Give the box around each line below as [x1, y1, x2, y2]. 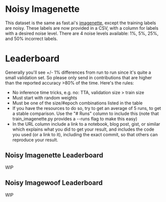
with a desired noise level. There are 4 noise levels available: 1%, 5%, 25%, [5, 30, 159, 36]
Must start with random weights [12, 95, 78, 101]
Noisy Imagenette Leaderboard [5, 151, 104, 159]
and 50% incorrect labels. [5, 36, 58, 42]
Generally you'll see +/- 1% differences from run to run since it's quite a [5, 69, 151, 75]
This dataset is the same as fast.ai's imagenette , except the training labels [5, 20, 156, 26]
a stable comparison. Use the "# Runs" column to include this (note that [12, 110, 159, 116]
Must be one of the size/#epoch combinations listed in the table [12, 100, 143, 106]
